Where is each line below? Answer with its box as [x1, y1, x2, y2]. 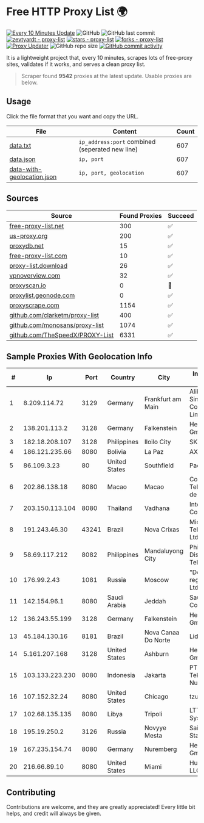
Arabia [107, 601, 126, 609]
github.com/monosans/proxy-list [9, 321, 104, 329]
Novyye [144, 724, 167, 732]
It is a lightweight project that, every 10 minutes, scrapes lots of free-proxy [6, 54, 193, 61]
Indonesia [107, 671, 135, 680]
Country [110, 373, 135, 382]
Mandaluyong [144, 547, 184, 555]
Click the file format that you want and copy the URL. [6, 112, 138, 120]
